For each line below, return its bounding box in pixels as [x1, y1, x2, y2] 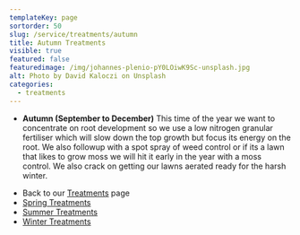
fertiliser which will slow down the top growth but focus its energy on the [21, 132, 291, 143]
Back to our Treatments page [21, 187, 130, 198]
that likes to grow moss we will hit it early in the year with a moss [21, 151, 262, 161]
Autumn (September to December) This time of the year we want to [21, 113, 276, 124]
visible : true [9, 47, 63, 56]
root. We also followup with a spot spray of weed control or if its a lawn [21, 141, 285, 152]
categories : [9, 80, 54, 89]
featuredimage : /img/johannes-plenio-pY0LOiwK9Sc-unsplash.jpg [9, 64, 251, 73]
